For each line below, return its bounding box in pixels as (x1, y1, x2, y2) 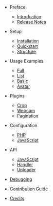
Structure (17, 49, 36, 54)
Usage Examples (9, 58, 44, 64)
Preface (9, 4, 26, 10)
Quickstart (17, 43, 38, 49)
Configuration (9, 123, 37, 128)
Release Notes (17, 19, 46, 25)
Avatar (17, 83, 30, 89)
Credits (9, 196, 25, 201)
